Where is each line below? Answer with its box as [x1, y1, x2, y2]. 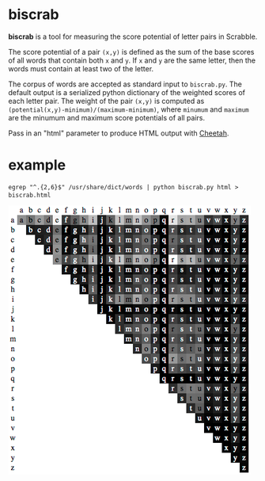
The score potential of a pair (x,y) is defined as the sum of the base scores [8, 47, 255, 56]
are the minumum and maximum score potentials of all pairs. [8, 113, 206, 122]
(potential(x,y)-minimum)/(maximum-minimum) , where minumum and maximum [8, 105, 249, 114]
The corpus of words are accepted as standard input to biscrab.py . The [8, 79, 243, 89]
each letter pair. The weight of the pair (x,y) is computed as [8, 96, 205, 105]
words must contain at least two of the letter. [8, 63, 154, 73]
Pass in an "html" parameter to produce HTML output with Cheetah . [8, 128, 229, 138]
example [8, 156, 66, 174]
